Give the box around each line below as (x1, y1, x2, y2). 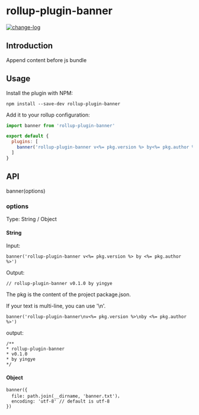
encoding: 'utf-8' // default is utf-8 (11, 398, 110, 404)
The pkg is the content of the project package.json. (6, 291, 131, 298)
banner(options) (6, 187, 46, 194)
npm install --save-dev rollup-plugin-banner (6, 100, 120, 107)
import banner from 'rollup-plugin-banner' (6, 122, 115, 128)
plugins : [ (11, 139, 38, 145)
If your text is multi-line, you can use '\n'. (6, 303, 106, 310)
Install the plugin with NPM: (6, 89, 73, 96)
